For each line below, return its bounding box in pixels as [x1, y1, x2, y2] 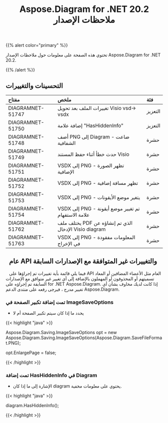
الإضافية [57, 168, 74, 175]
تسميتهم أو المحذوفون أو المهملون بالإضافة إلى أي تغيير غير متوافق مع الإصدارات [5, 276, 155, 282]
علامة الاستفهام [57, 211, 90, 218]
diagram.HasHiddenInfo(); [5, 403, 59, 409]
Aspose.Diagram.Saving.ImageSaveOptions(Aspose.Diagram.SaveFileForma [5, 335, 163, 341]
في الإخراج [57, 240, 80, 247]
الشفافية [57, 140, 76, 146]
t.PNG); [5, 340, 21, 346]
